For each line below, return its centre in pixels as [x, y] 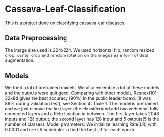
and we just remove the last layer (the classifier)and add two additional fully [82, 109]
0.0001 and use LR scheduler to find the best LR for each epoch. [70, 129]
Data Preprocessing [36, 38]
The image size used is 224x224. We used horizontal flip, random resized [80, 50]
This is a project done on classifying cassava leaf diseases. [65, 23]
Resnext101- [146, 93]
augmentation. [20, 60]
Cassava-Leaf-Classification [65, 9]
